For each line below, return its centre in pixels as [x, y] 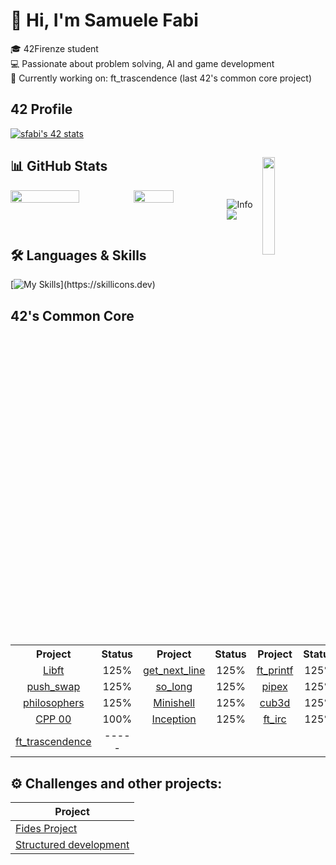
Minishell [174, 703]
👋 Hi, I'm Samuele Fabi [104, 20]
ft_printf [275, 671]
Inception [174, 719]
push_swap [53, 687]
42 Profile [41, 109]
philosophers [53, 703]
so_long [174, 687]
